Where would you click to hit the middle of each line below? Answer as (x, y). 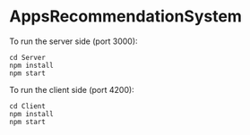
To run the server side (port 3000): (73, 41)
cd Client (28, 106)
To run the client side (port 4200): (72, 89)
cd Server (28, 57)
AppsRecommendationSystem (125, 17)
